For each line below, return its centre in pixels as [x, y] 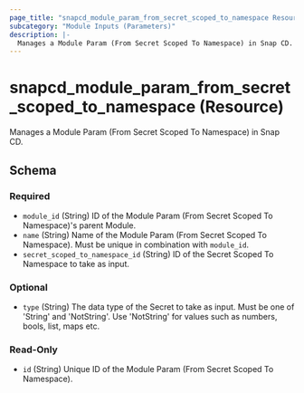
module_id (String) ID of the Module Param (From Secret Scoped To [147, 216]
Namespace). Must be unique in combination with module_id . [136, 244]
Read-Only [34, 350]
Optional [28, 287]
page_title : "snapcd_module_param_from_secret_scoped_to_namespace [139, 18]
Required [30, 196]
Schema [33, 170]
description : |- [40, 34]
